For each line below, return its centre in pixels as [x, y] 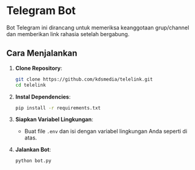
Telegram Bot [41, 11]
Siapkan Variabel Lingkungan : [54, 119]
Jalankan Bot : [33, 150]
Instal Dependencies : [43, 97]
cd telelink [30, 85]
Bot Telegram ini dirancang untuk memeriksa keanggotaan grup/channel [98, 28]
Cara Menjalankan [42, 54]
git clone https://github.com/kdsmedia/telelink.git [84, 79]
